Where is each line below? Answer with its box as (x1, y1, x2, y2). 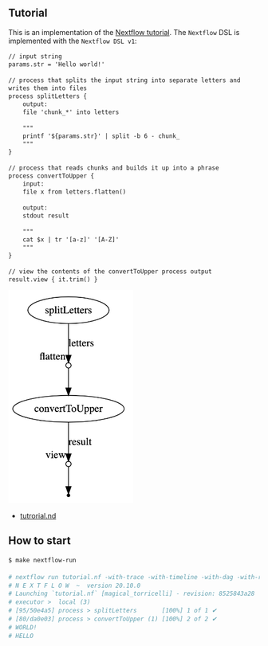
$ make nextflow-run (8, 556, 77, 564)
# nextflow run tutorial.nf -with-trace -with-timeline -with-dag (8, 573, 234, 581)
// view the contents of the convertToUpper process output (8, 267, 213, 276)
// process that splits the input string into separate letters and (8, 76, 241, 84)
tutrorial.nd (19, 511, 57, 521)
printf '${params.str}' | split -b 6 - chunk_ (22, 131, 180, 140)
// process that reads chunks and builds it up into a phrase (8, 163, 219, 172)
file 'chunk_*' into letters (22, 108, 120, 116)
